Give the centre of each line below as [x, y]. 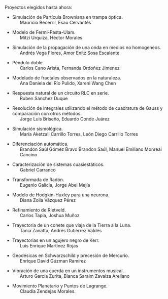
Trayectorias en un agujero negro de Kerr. [56, 240]
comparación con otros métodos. [47, 114]
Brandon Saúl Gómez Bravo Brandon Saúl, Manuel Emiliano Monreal [91, 149]
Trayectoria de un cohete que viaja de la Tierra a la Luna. [72, 225]
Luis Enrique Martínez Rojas [49, 246]
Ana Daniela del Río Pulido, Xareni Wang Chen [68, 83]
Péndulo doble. [28, 62]
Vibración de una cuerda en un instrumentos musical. [68, 271]
